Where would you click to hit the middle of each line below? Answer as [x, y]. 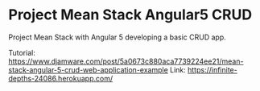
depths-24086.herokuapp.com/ [61, 78]
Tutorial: [22, 52]
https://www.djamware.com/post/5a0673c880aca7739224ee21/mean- [126, 61]
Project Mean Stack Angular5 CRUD [130, 15]
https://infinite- [213, 69]
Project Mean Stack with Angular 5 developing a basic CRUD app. [118, 37]
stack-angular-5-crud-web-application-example [89, 69]
